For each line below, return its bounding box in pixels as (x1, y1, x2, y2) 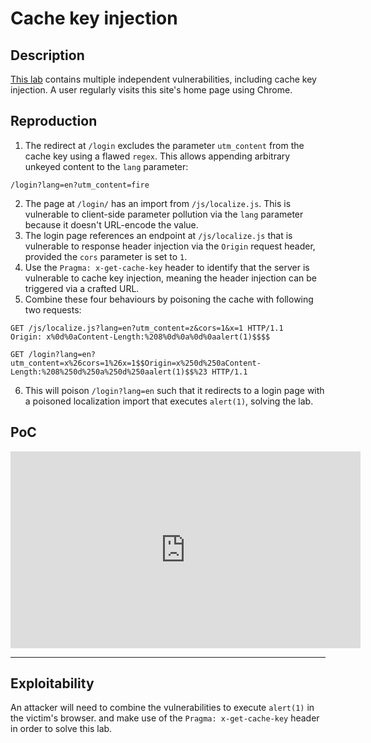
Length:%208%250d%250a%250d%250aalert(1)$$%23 (10, 367, 208, 377)
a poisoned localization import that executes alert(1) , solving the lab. (24, 395, 314, 407)
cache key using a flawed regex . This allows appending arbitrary (24, 150, 291, 162)
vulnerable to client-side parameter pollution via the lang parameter (24, 208, 304, 220)
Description (10, 47, 85, 64)
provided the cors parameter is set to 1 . (24, 250, 188, 262)
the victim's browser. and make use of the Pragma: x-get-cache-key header (10, 712, 320, 724)
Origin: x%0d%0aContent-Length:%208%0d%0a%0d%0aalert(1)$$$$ (10, 332, 271, 342)
